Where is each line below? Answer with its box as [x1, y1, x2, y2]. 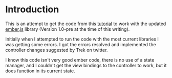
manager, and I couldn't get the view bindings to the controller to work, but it [5, 62, 167, 68]
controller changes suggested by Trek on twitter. [5, 47, 108, 53]
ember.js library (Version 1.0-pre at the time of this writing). [5, 26, 130, 32]
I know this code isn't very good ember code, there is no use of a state [5, 56, 155, 63]
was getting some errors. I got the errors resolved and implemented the [5, 41, 156, 47]
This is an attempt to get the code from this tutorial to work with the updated [5, 21, 166, 27]
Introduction [5, 4, 59, 15]
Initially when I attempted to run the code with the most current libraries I [5, 36, 159, 42]
